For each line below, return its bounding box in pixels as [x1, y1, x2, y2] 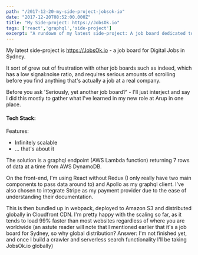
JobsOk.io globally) [6, 243, 54, 250]
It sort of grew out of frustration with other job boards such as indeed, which [6, 64, 192, 71]
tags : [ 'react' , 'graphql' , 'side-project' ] [6, 25, 112, 31]
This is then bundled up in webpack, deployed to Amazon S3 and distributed [6, 205, 192, 212]
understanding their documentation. [6, 193, 94, 201]
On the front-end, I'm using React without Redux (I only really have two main [6, 175, 192, 182]
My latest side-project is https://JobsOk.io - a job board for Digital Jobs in [6, 47, 185, 54]
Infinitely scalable [14, 139, 58, 146]
